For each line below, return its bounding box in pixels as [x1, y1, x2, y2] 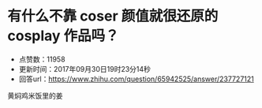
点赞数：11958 [18, 54, 65, 64]
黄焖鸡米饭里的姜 [7, 91, 63, 100]
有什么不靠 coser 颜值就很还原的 [7, 7, 219, 25]
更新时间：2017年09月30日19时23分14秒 [18, 64, 152, 73]
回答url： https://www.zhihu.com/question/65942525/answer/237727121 [18, 74, 254, 84]
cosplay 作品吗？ [7, 27, 119, 45]
